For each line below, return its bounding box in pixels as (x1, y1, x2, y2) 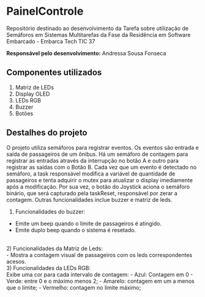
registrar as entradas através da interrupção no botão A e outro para (6, 156, 179, 164)
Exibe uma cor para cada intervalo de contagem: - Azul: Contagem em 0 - (6, 271, 193, 278)
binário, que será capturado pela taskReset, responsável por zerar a (6, 189, 177, 197)
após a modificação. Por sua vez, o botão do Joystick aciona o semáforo (6, 183, 190, 190)
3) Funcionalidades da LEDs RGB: (6, 264, 91, 271)
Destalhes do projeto (6, 128, 88, 138)
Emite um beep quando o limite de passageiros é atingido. (15, 220, 162, 227)
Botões (15, 109, 34, 117)
